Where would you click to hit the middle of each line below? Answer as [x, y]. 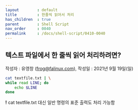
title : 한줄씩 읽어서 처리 [40, 15]
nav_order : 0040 [28, 29]
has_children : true [28, 19]
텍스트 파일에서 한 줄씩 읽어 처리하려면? [63, 56]
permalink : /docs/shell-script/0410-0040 [55, 33]
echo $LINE [26, 87]
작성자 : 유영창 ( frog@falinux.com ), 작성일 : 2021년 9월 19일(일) [69, 68]
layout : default [31, 10]
